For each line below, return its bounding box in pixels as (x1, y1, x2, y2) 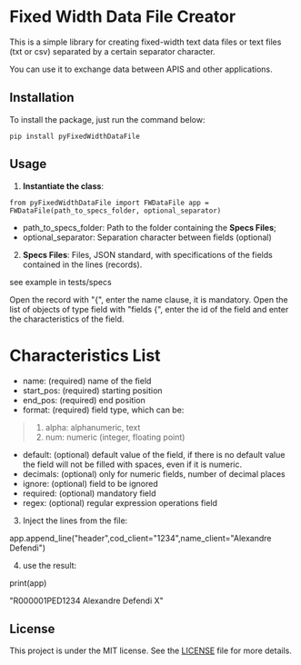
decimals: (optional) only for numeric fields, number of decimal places (22, 468, 286, 479)
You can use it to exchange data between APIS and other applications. (9, 64, 273, 74)
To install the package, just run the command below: (9, 114, 206, 124)
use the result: (22, 560, 77, 571)
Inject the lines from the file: (22, 515, 128, 526)
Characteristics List (9, 345, 161, 365)
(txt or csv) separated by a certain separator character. (9, 45, 216, 56)
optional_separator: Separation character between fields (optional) (22, 232, 273, 243)
